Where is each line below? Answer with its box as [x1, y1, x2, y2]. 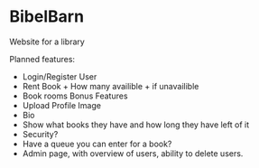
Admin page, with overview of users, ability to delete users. [22, 147, 244, 159]
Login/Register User [22, 70, 97, 82]
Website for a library [9, 36, 86, 47]
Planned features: [9, 53, 75, 64]
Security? [22, 128, 59, 139]
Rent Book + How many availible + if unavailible [22, 80, 199, 91]
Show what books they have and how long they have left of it [22, 119, 250, 130]
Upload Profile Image [22, 99, 102, 110]
